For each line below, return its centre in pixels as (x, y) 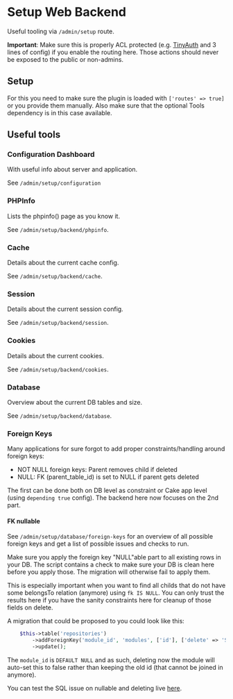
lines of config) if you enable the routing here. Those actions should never (113, 52)
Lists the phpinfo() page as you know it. (63, 216)
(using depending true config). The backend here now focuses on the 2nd (113, 498)
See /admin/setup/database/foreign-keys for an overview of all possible (110, 537)
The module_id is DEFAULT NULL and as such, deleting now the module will (111, 660)
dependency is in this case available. (60, 112)
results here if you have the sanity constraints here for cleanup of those (109, 600)
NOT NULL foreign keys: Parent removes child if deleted (97, 470)
